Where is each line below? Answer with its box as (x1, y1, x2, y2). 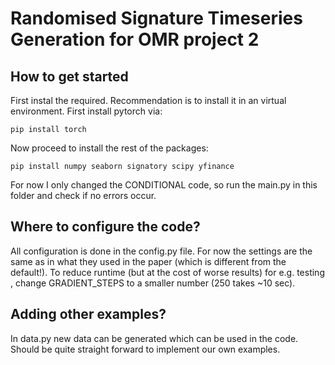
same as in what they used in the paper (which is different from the (10, 255, 287, 267)
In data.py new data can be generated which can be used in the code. (10, 332, 299, 344)
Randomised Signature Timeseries (10, 7, 303, 30)
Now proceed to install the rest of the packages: (10, 142, 209, 154)
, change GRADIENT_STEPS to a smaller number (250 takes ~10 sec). (10, 277, 296, 289)
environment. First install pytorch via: (10, 105, 163, 117)
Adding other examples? (10, 306, 167, 323)
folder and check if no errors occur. (10, 190, 157, 201)
